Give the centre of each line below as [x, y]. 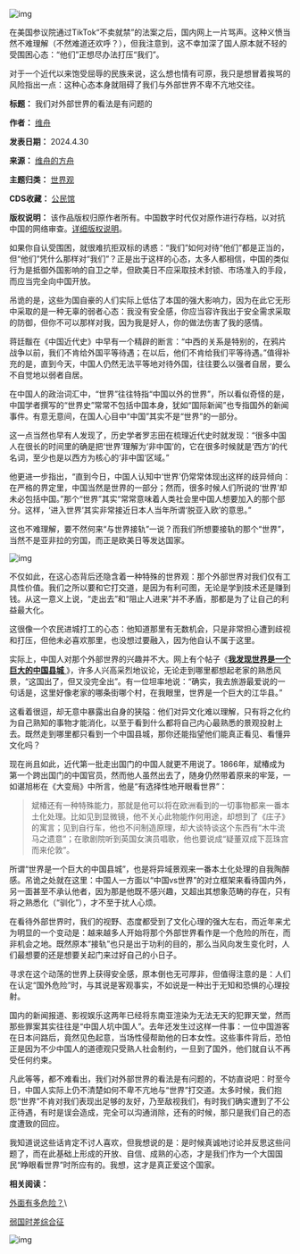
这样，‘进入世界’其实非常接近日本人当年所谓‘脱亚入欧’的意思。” [138, 510]
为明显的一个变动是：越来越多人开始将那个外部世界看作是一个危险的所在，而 [150, 932]
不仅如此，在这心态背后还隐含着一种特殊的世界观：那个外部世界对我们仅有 [146, 577]
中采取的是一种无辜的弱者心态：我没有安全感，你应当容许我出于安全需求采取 [150, 311]
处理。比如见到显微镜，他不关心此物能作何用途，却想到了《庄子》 [168, 816]
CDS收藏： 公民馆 [42, 198]
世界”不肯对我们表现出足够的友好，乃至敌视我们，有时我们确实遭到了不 [152, 1101]
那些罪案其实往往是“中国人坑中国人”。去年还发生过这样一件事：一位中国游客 [150, 1026]
